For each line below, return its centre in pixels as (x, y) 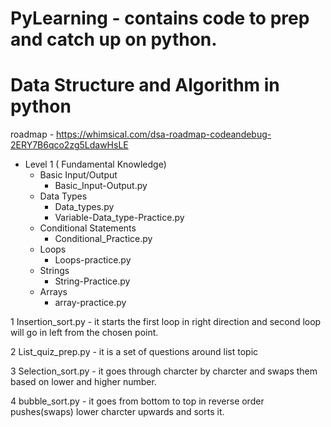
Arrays (53, 292)
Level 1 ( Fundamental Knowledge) (95, 164)
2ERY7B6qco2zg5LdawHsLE (69, 145)
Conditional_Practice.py (103, 239)
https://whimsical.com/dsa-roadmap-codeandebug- (164, 134)
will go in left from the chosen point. (84, 333)
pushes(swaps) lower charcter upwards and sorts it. (117, 412)
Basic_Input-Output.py (101, 186)
